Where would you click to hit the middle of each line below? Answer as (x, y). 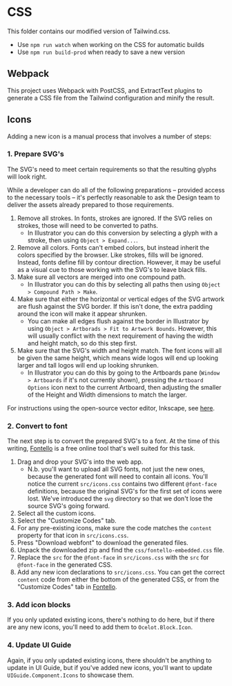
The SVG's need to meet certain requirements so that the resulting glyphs (112, 169)
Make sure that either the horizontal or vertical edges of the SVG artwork (120, 299)
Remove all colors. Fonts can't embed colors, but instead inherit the (113, 247)
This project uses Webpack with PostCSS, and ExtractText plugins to (105, 90)
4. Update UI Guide (39, 645)
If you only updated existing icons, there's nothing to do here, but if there (111, 620)
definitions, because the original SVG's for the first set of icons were (125, 491)
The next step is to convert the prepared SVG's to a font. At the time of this (114, 441)
